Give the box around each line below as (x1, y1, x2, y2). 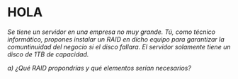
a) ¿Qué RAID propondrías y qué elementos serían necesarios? (7, 63, 191, 72)
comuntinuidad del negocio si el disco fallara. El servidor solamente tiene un (7, 42, 231, 51)
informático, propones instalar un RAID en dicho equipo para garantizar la (7, 35, 225, 43)
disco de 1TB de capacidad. (7, 50, 89, 59)
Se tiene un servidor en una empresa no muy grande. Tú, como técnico (7, 28, 216, 36)
